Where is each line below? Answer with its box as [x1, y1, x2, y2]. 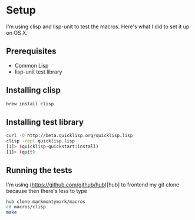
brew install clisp [6, 101, 54, 106]
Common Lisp [14, 62, 49, 69]
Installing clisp [6, 85, 61, 95]
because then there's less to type [6, 187, 87, 194]
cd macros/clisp [6, 204, 46, 210]
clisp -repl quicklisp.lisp [6, 138, 75, 144]
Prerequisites [6, 46, 57, 56]
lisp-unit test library [14, 68, 62, 75]
